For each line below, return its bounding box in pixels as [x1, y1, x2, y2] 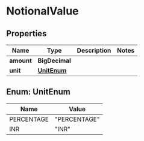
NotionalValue [6, 4, 80, 18]
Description [77, 47, 111, 54]
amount [9, 56, 32, 65]
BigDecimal [37, 56, 71, 65]
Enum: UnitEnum [6, 87, 70, 97]
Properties [6, 28, 47, 39]
